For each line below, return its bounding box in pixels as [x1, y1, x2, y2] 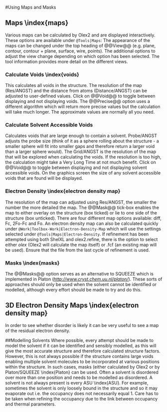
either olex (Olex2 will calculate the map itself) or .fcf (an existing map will [5, 241, 157, 247]
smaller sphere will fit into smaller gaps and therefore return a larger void [5, 143, 155, 149]
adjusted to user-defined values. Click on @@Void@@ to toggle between [5, 93, 156, 99]
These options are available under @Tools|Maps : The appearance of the [5, 37, 151, 43]
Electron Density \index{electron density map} [5, 187, 121, 194]
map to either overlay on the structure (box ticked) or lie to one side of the [5, 209, 157, 215]
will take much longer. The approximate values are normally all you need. [5, 109, 155, 115]
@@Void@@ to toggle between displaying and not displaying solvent [5, 164, 147, 170]
